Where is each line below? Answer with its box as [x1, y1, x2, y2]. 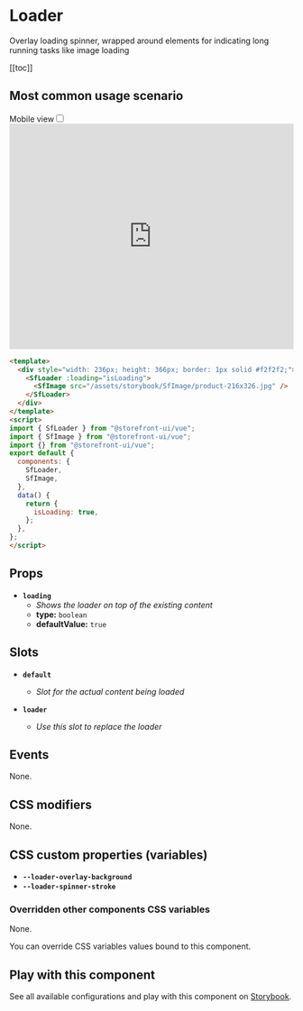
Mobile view [9, 114, 55, 124]
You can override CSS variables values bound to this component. [9, 941, 252, 952]
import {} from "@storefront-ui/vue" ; [9, 441, 155, 450]
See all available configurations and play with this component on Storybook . [9, 991, 292, 1002]
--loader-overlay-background [22, 872, 133, 881]
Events [9, 747, 50, 762]
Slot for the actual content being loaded [35, 686, 185, 697]
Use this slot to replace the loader [35, 721, 162, 732]
